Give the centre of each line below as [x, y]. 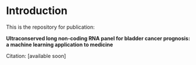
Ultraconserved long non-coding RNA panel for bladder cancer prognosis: [98, 38]
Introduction [37, 11]
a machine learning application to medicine [60, 45]
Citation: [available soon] [36, 56]
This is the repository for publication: [51, 27]
